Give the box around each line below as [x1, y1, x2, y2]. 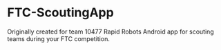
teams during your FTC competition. [7, 34, 110, 42]
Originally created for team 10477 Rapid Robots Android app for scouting [7, 27, 214, 36]
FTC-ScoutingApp [7, 5, 114, 21]
